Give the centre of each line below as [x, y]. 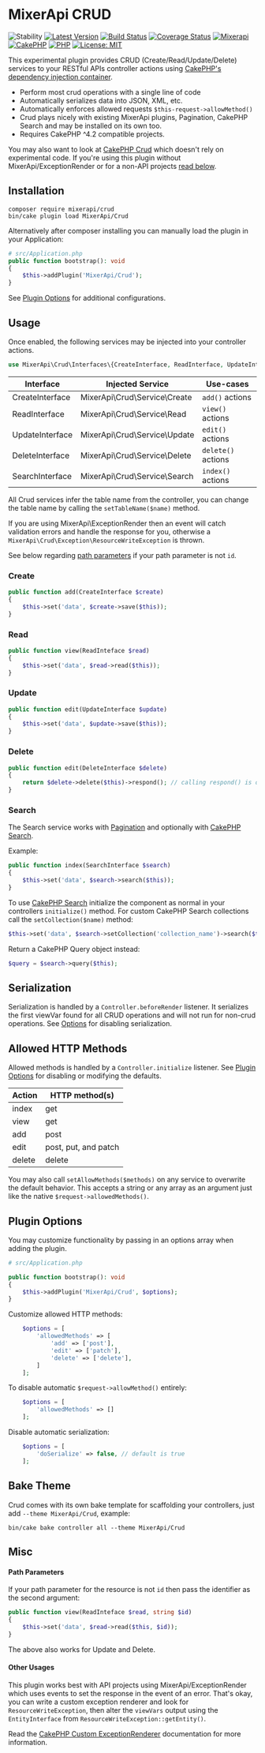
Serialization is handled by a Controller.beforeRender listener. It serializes [129, 1007]
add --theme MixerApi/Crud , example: [69, 1513]
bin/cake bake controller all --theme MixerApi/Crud [97, 1528]
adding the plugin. [37, 1248]
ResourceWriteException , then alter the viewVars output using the [113, 1710]
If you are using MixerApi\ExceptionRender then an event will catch [117, 523]
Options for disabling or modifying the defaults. [85, 1076]
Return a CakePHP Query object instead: [74, 949]
